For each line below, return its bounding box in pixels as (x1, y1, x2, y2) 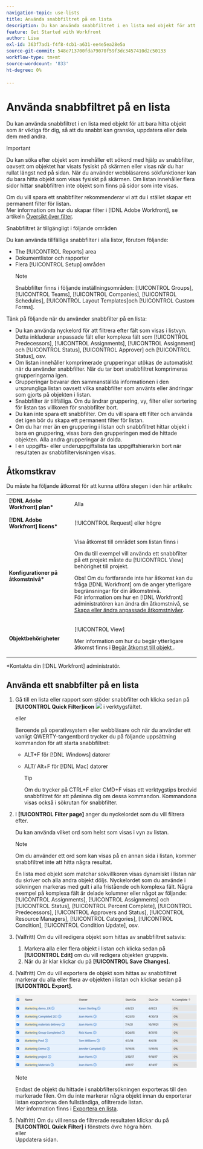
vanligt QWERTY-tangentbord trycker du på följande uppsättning (14, 732, 176, 740)
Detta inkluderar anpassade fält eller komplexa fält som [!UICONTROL (14, 333, 189, 341)
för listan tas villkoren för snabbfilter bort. (14, 404, 119, 411)
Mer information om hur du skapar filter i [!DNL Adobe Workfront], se (6, 206, 178, 214)
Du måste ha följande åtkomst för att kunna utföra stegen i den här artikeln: (6, 482, 193, 490)
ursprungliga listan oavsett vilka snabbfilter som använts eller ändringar (14, 385, 193, 392)
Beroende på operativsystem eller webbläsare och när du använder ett (14, 726, 192, 734)
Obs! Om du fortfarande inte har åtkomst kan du (74, 574, 193, 582)
